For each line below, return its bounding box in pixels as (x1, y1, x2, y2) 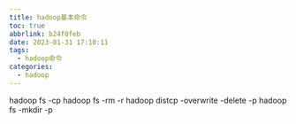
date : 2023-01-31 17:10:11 (9, 37, 109, 47)
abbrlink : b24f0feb (9, 29, 81, 38)
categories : (9, 63, 53, 72)
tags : (9, 46, 29, 55)
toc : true (9, 21, 46, 30)
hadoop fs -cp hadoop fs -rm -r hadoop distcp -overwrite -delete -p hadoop (9, 95, 287, 105)
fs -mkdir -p (9, 104, 53, 115)
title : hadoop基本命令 (9, 12, 87, 22)
